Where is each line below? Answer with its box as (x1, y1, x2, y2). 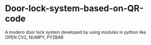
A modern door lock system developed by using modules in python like (5, 29, 146, 35)
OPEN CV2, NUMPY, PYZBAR (5, 34, 64, 40)
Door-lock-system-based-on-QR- (5, 3, 144, 14)
